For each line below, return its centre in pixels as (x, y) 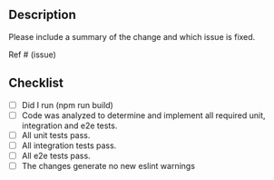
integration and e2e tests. (69, 125)
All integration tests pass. (69, 145)
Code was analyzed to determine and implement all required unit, (143, 115)
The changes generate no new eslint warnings (108, 165)
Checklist (36, 83)
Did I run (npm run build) (68, 105)
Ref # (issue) (32, 55)
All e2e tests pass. (56, 155)
